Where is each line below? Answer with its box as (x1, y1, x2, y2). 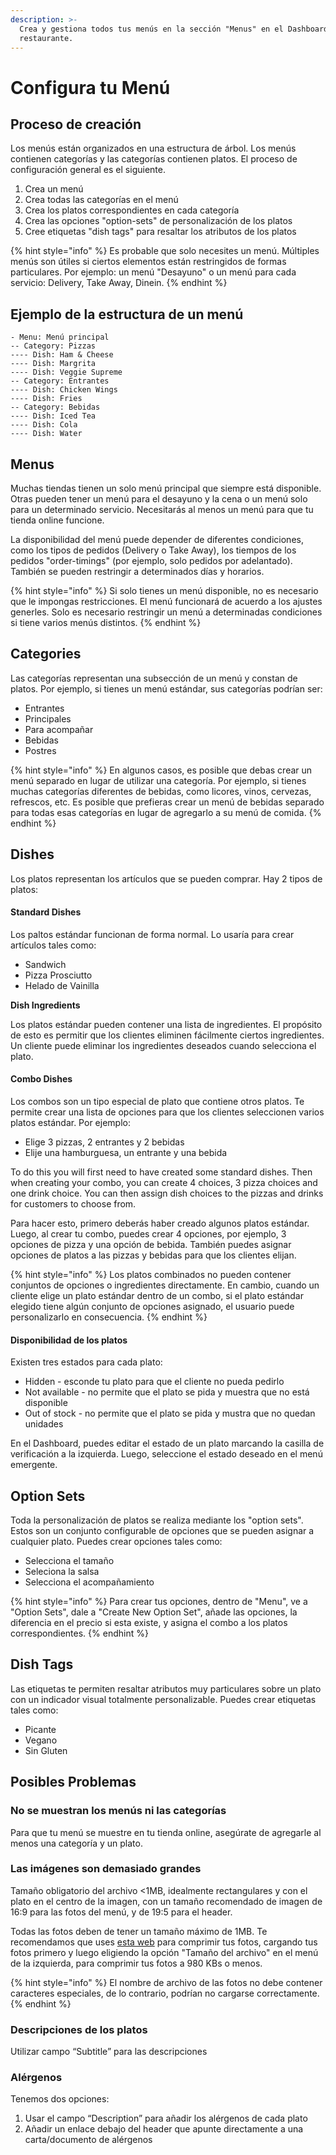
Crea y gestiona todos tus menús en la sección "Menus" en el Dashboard (19, 24, 329, 34)
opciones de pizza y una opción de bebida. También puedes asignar (10, 1239, 292, 1251)
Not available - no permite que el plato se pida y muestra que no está (24, 1386, 310, 1398)
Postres (24, 744, 57, 756)
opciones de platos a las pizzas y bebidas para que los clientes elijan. (10, 1249, 297, 1261)
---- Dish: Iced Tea (10, 411, 97, 421)
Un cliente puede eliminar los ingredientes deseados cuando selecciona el (10, 1039, 317, 1051)
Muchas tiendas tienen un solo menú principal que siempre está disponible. (10, 482, 322, 494)
